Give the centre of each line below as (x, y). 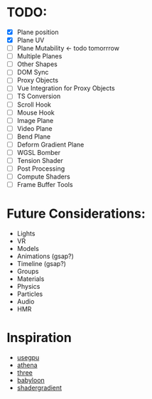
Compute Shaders (43, 177)
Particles (30, 294)
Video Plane (34, 128)
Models (28, 249)
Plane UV (31, 40)
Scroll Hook (34, 105)
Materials (31, 279)
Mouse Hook (36, 112)
